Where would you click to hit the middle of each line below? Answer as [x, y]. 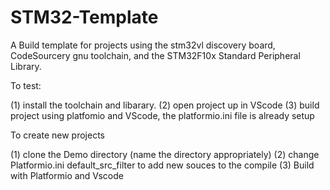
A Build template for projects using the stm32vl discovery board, [143, 45]
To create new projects [57, 135]
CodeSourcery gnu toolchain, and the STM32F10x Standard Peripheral [155, 55]
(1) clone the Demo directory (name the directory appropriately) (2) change [165, 154]
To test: [26, 85]
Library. [26, 66]
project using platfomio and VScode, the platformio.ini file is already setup [162, 115]
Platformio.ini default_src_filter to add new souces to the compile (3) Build [162, 165]
